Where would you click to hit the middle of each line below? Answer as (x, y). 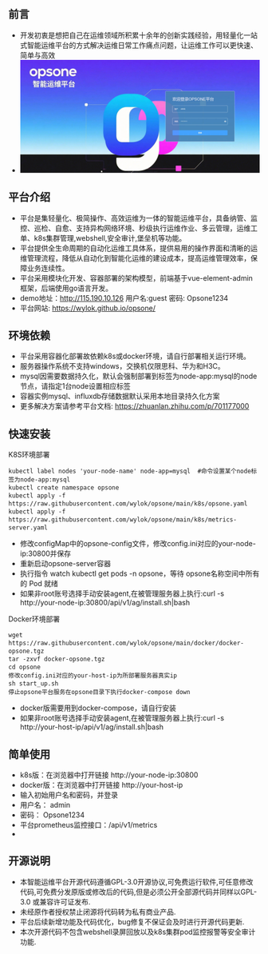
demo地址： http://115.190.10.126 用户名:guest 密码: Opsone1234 (124, 297)
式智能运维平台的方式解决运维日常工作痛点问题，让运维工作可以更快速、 (138, 45)
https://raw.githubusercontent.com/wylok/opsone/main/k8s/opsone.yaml (128, 504)
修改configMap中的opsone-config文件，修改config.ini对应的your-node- (138, 544)
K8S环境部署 (29, 455)
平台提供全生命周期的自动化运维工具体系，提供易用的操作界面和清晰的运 (138, 248)
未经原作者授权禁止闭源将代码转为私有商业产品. (98, 912)
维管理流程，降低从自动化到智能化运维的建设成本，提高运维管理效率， (135, 257)
